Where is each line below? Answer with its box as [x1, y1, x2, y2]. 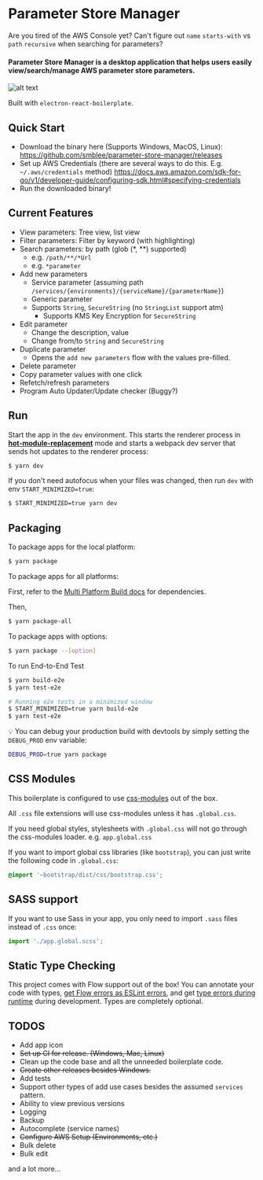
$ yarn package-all [8, 618, 72, 625]
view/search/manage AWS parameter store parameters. [8, 65, 195, 75]
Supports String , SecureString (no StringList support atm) [31, 302, 224, 312]
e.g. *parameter [31, 260, 81, 270]
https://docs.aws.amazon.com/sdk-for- [113, 167, 242, 176]
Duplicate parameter [19, 344, 86, 354]
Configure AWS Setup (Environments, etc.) [19, 1132, 159, 1141]
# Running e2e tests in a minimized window [8, 698, 153, 706]
